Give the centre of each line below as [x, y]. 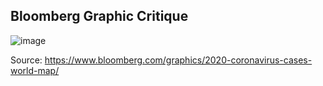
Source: [26, 60]
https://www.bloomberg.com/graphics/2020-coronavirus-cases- [178, 60]
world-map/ [35, 70]
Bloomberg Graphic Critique [99, 16]
